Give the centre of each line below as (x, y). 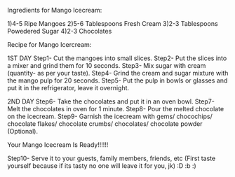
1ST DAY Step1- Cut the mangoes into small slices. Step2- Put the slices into (117, 58)
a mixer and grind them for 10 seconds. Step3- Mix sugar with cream (107, 65)
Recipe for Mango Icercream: (49, 44)
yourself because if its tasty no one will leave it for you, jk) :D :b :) (102, 166)
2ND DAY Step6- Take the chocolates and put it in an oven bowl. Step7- (111, 101)
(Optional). (23, 131)
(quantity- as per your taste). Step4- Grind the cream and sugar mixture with (118, 73)
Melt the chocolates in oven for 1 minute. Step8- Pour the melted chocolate (116, 109)
